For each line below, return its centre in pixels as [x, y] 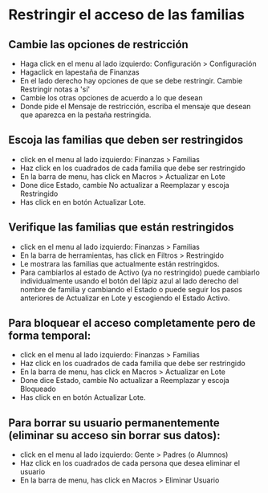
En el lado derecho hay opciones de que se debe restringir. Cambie [131, 81]
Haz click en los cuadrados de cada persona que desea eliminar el [130, 463]
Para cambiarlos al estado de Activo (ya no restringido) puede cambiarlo [140, 272]
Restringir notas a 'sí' [55, 89]
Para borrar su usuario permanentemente [114, 423]
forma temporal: [50, 336]
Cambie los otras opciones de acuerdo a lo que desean [111, 98]
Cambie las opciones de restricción [98, 45]
